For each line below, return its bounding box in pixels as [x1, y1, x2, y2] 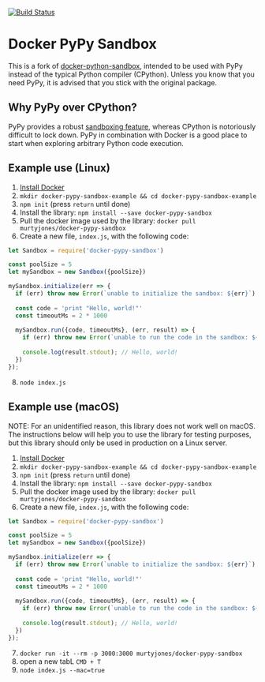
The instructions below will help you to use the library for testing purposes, [8, 429, 252, 439]
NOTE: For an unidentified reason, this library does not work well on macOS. [8, 421, 256, 430]
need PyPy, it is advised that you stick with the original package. [8, 77, 218, 87]
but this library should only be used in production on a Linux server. [8, 438, 228, 448]
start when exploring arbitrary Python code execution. [8, 138, 184, 148]
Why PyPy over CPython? [8, 101, 138, 114]
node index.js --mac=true [19, 666, 105, 674]
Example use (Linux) [8, 162, 110, 175]
